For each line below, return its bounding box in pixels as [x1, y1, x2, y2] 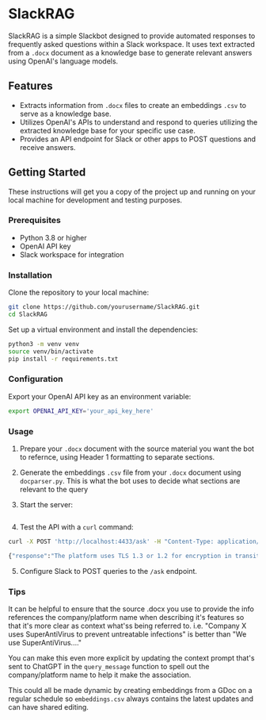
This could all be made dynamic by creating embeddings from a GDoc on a [8, 686, 253, 695]
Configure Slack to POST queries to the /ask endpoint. [19, 566, 198, 576]
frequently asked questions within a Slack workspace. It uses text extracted [8, 39, 256, 48]
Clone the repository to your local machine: [8, 287, 150, 298]
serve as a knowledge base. [19, 109, 112, 118]
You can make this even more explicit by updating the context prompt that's [8, 653, 255, 663]
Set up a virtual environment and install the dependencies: [8, 325, 199, 334]
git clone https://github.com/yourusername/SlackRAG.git [8, 303, 200, 311]
